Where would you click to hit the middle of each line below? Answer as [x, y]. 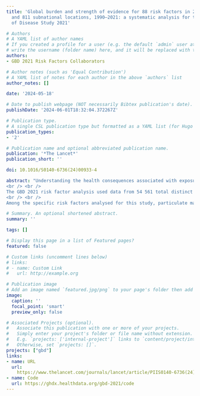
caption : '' [26, 301]
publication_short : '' [34, 159]
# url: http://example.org [42, 274]
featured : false [26, 246]
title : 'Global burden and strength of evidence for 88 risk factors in [98, 12]
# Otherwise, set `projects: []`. [51, 345]
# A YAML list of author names [45, 39]
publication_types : [30, 132]
